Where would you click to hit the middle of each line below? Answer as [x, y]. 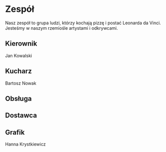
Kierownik [21, 44]
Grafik [15, 132]
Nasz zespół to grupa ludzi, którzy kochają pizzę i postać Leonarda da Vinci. [83, 23]
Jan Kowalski [19, 55]
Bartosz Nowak [21, 83]
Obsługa [19, 98]
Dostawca [21, 116]
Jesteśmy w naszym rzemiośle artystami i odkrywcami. [61, 28]
